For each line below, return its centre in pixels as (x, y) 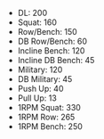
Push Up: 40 (40, 89)
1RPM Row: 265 (46, 117)
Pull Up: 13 (37, 98)
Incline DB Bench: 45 (56, 60)
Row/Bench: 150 (47, 32)
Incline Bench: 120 (51, 51)
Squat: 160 (37, 22)
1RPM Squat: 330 (49, 107)
